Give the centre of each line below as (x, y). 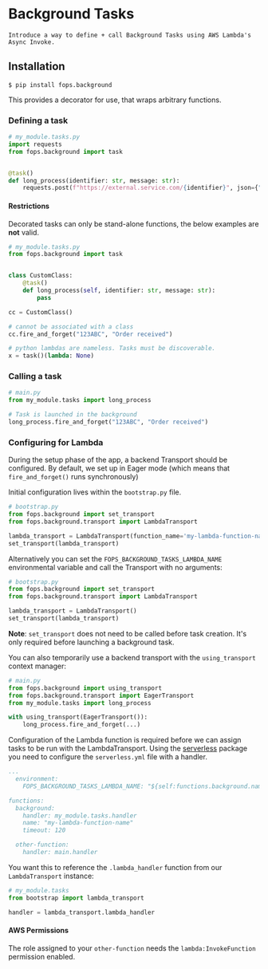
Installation (37, 67)
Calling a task (35, 376)
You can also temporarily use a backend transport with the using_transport (132, 657)
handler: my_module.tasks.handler (80, 815)
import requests (35, 144)
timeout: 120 (44, 830)
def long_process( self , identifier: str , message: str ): (119, 290)
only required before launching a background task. (91, 642)
